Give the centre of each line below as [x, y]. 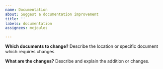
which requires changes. [30, 52]
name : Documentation [27, 10]
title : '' [15, 19]
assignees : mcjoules [27, 28]
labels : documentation [29, 23]
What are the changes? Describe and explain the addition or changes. [77, 61]
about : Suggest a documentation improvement [52, 14]
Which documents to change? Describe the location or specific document [81, 46]
